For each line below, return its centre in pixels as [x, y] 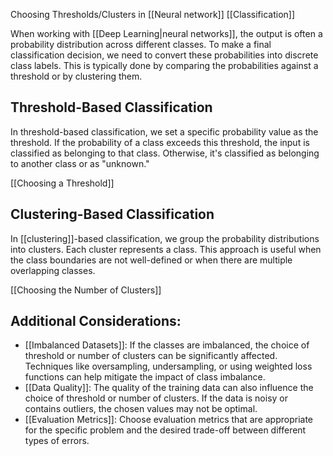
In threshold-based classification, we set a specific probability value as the [164, 131]
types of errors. [57, 441]
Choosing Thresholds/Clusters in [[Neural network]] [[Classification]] [153, 14]
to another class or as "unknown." [80, 163]
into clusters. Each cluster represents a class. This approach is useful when [166, 249]
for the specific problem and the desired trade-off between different [165, 430]
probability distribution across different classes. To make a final [141, 44]
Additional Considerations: [96, 321]
